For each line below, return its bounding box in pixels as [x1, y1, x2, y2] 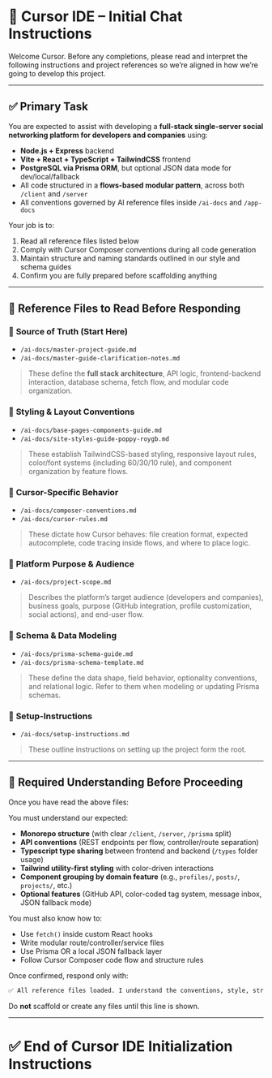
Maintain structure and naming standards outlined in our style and [19, 253, 240, 263]
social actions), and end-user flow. [28, 610, 144, 619]
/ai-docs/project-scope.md [19, 578, 112, 587]
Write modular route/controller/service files [19, 938, 164, 947]
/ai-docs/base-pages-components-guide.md [19, 426, 162, 434]
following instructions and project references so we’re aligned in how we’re [8, 60, 259, 70]
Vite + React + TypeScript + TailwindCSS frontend [19, 154, 191, 164]
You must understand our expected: [8, 813, 129, 822]
